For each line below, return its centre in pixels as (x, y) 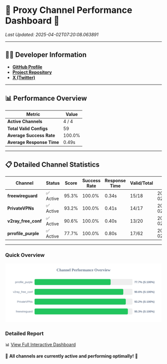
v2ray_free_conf (25, 221)
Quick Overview (25, 255)
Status (53, 183)
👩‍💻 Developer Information (46, 55)
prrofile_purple (23, 233)
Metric (33, 115)
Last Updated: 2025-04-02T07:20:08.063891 (52, 34)
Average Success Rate (31, 135)
